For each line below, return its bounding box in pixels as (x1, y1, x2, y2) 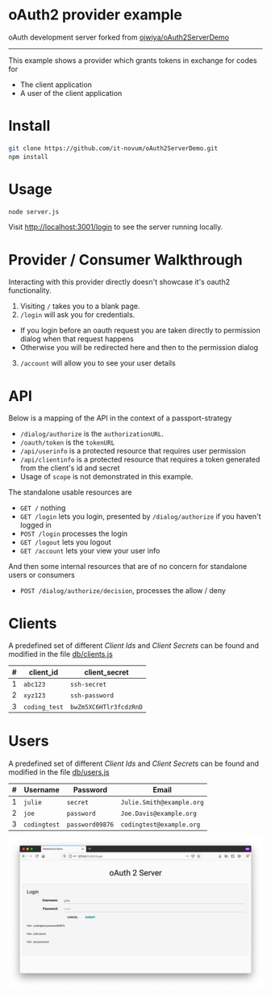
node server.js (8, 207, 60, 215)
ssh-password (69, 692, 115, 700)
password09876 (66, 821, 115, 829)
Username (23, 785, 60, 795)
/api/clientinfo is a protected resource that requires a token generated (19, 454, 261, 465)
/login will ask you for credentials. (19, 310, 135, 320)
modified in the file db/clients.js (8, 650, 113, 659)
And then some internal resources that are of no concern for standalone (8, 562, 248, 571)
